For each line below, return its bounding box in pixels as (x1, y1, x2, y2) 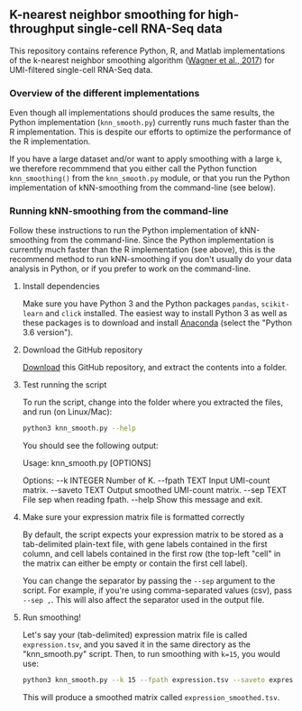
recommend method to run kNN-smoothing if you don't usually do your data (9, 254, 292, 265)
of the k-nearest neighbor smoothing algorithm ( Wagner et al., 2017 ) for (9, 54, 275, 66)
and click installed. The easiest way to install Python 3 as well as (44, 308, 288, 319)
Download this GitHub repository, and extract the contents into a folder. (22, 362, 288, 373)
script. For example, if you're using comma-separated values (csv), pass (22, 585, 293, 596)
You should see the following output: (22, 441, 160, 451)
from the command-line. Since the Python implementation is (50, 234, 275, 246)
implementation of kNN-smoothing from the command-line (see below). (9, 182, 277, 193)
